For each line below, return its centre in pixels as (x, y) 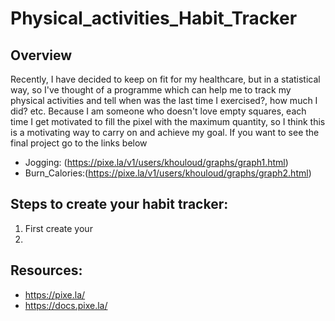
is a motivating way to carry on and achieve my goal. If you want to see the (165, 132)
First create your (58, 228)
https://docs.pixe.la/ (66, 305)
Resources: (46, 270)
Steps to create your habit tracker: (119, 204)
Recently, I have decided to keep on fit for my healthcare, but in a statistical (165, 79)
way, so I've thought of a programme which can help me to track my (151, 90)
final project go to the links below (79, 143)
